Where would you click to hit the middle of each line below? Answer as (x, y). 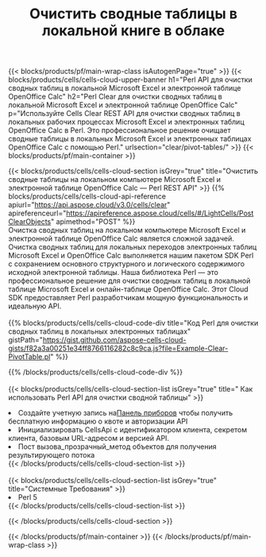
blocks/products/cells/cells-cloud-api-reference (87, 196)
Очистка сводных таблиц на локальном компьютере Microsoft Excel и (127, 230)
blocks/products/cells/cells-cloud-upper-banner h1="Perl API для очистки (130, 79)
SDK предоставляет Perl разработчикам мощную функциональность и (128, 298)
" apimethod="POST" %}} (93, 222)
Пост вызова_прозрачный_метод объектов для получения (118, 447)
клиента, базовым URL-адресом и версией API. (89, 439)
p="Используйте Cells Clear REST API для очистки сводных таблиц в (124, 114)
